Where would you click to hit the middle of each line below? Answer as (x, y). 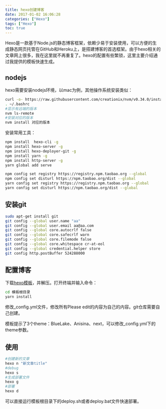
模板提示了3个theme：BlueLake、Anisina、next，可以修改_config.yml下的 (81, 324)
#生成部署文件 (17, 377)
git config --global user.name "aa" (43, 221)
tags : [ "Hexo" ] (21, 24)
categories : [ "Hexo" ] (27, 19)
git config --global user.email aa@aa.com (49, 226)
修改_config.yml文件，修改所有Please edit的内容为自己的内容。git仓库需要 (81, 307)
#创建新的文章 (17, 359)
